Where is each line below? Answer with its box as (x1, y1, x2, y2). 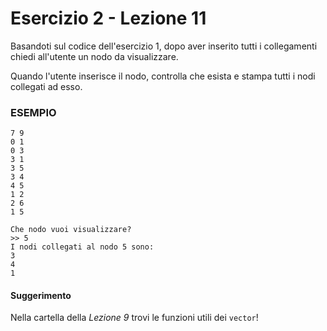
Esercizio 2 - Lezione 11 (10, 7, 207, 30)
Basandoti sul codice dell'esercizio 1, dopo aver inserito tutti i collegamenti (10, 40, 318, 52)
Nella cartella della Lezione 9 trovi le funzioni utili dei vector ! (10, 312, 259, 324)
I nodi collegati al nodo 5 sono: (10, 242, 155, 252)
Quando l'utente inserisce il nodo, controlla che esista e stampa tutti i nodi (10, 70, 316, 82)
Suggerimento (10, 289, 72, 301)
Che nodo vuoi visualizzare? (10, 225, 132, 235)
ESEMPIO (10, 105, 57, 119)
